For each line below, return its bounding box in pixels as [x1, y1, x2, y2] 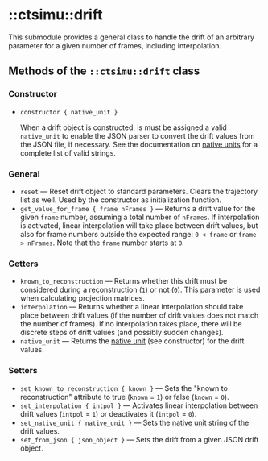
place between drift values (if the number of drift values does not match [19, 310, 259, 320]
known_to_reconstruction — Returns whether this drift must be [19, 276, 228, 286]
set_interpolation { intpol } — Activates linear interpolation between [19, 401, 258, 410]
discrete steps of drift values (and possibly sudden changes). [19, 328, 224, 338]
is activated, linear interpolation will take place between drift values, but [19, 220, 258, 230]
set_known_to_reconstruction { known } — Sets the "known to [19, 383, 228, 392]
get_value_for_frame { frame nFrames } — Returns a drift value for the [19, 203, 256, 213]
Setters [8, 365, 38, 376]
